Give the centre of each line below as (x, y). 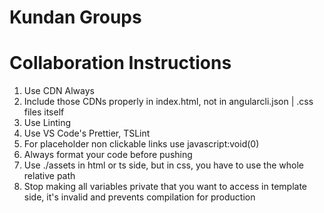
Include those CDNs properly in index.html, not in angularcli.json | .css (168, 102)
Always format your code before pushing (108, 155)
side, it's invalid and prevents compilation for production (139, 197)
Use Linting (47, 123)
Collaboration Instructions (120, 63)
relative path (49, 176)
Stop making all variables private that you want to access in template (165, 187)
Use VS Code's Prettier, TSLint (87, 133)
